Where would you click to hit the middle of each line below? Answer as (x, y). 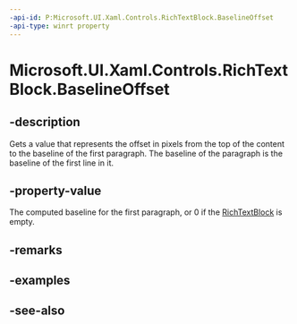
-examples (40, 281)
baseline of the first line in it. (62, 163)
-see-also (37, 311)
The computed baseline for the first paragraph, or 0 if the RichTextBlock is (146, 212)
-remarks (36, 250)
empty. (22, 222)
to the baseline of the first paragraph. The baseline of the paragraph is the (146, 153)
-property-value (55, 190)
